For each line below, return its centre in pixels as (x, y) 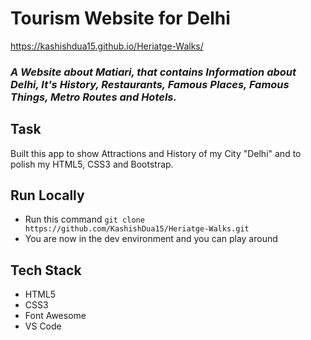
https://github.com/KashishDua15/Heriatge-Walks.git (137, 229)
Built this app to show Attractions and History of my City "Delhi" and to (156, 153)
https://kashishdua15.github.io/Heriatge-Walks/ (107, 46)
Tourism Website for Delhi (120, 18)
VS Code (43, 326)
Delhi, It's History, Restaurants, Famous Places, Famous (150, 84)
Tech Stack (46, 270)
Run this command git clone (84, 219)
